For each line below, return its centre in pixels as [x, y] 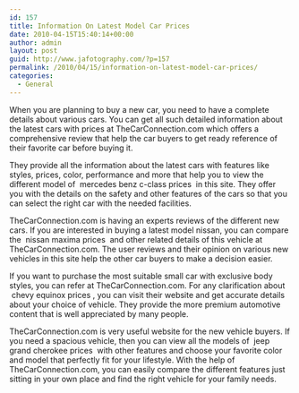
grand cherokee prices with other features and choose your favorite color [146, 350]
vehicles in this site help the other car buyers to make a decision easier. [141, 258]
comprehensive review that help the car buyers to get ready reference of [144, 138]
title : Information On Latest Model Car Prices [100, 26]
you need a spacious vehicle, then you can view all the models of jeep [140, 340]
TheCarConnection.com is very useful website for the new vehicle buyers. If [150, 331]
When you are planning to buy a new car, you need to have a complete [140, 109]
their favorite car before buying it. [71, 148]
